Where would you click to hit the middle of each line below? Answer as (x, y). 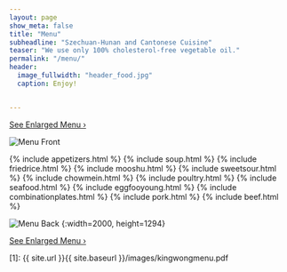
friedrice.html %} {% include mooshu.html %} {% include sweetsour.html (143, 168)
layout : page (33, 17)
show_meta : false (41, 26)
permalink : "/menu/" (48, 59)
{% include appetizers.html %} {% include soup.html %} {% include (133, 159)
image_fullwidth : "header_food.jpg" (85, 76)
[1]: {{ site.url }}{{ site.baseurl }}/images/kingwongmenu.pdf (119, 258)
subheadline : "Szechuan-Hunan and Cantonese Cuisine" (111, 42)
